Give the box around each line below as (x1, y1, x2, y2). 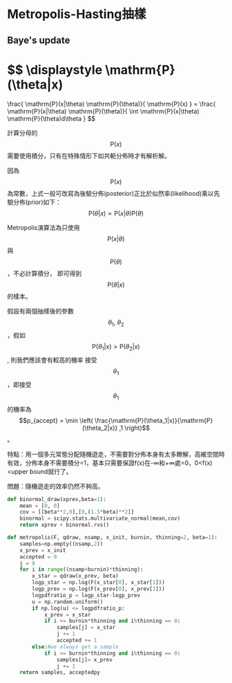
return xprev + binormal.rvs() (19, 522, 110, 529)
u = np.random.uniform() (32, 598, 104, 605)
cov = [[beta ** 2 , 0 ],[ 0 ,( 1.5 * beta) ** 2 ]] (19, 509, 135, 516)
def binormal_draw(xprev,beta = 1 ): (7, 495, 107, 502)
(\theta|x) (7, 77, 64, 92)
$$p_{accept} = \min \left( (19, 416, 93, 424)
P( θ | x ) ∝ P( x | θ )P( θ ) (88, 209, 144, 217)
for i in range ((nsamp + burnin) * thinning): (19, 566, 144, 573)
